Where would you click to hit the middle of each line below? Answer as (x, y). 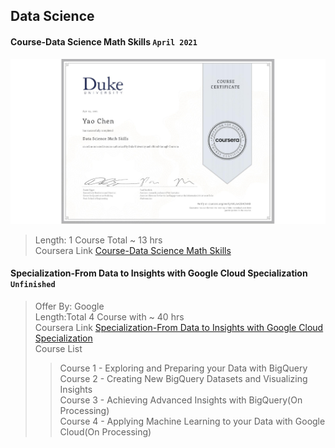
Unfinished (33, 285)
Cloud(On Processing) (105, 431)
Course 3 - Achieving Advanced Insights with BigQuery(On (181, 400)
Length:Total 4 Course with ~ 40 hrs (109, 316)
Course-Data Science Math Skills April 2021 (104, 41)
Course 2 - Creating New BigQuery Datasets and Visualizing (183, 378)
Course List (58, 348)
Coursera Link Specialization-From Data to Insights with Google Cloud (179, 327)
